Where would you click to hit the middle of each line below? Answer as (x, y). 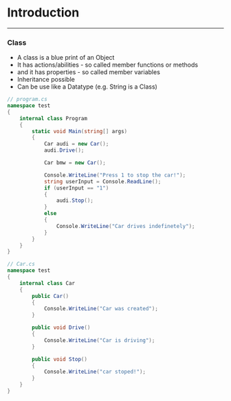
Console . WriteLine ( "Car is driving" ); (99, 340)
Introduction (43, 13)
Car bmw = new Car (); (75, 163)
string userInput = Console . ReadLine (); (102, 181)
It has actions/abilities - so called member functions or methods (107, 65)
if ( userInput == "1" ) (76, 188)
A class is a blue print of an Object (66, 58)
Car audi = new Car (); (76, 144)
